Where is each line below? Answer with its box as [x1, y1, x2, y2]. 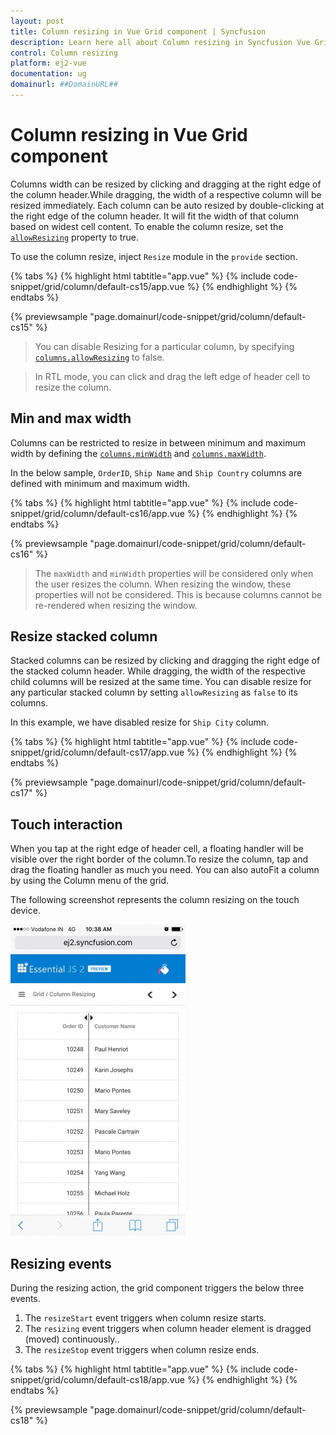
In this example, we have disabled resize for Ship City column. [10, 716, 270, 729]
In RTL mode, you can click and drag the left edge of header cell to [34, 370, 311, 382]
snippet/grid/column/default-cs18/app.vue [10, 1374, 185, 1386]
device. [10, 905, 41, 917]
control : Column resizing [10, 48, 118, 58]
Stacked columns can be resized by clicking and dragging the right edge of [10, 655, 321, 667]
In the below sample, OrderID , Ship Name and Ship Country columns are [10, 466, 303, 479]
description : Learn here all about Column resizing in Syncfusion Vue [10, 37, 311, 47]
